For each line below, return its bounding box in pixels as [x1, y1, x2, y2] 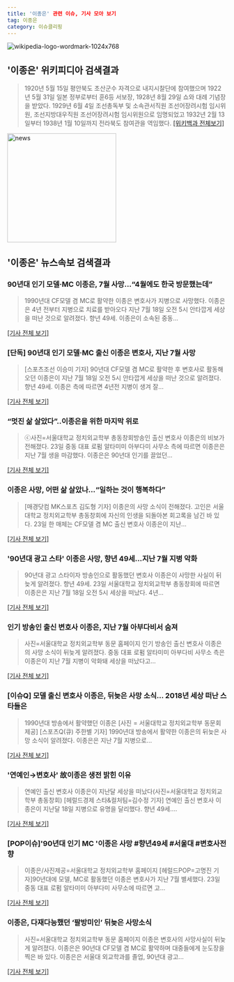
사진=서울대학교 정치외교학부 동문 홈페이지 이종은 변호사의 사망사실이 [24, 935, 213, 943]
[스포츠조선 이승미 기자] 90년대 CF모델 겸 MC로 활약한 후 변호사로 [24, 365, 205, 373]
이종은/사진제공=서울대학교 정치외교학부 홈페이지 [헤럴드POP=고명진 [24, 866, 212, 875]
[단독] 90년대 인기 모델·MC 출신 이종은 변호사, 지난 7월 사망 [7, 348, 196, 357]
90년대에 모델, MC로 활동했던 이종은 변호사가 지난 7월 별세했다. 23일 [32, 875, 221, 884]
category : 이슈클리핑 [7, 23, 63, 30]
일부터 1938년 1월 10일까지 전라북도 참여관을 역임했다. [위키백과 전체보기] [24, 119, 225, 128]
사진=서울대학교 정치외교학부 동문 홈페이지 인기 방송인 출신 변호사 [24, 639, 204, 648]
